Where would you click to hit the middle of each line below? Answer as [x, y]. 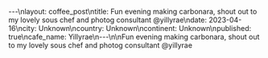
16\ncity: [23, 28]
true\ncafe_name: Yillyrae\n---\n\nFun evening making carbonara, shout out [134, 37]
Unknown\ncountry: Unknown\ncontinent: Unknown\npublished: [145, 28]
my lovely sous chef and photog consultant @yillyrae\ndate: [108, 20]
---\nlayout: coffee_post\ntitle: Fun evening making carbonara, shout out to [133, 12]
